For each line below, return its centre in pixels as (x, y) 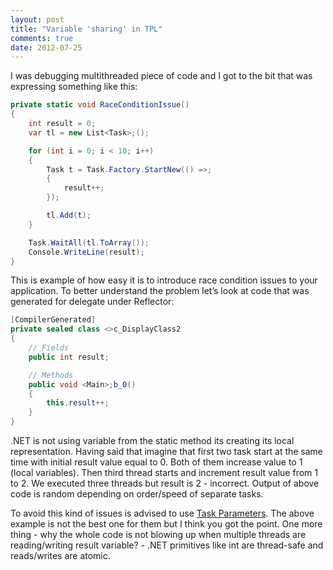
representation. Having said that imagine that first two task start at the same (167, 451)
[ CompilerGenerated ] (53, 320)
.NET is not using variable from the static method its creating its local (152, 440)
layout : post (37, 19)
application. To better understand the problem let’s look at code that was (160, 291)
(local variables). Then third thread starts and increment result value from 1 (164, 472)
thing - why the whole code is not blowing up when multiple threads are (158, 534)
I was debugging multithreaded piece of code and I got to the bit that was (161, 76)
